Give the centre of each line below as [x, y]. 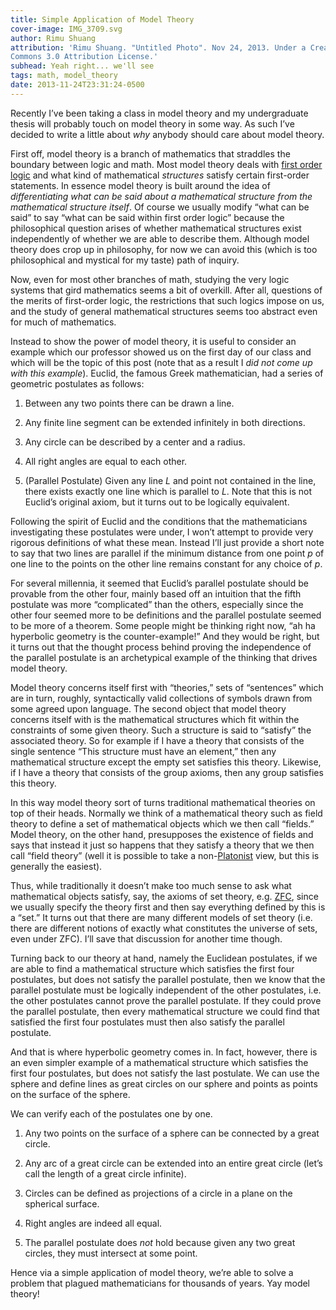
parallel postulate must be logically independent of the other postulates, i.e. [166, 990]
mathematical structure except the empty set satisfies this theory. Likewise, [166, 762]
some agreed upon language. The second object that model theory [148, 708]
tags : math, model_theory [64, 76]
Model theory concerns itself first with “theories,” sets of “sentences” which [167, 687]
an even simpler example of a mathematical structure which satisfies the [159, 1062]
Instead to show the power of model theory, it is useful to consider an [153, 341]
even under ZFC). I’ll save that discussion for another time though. [146, 938]
